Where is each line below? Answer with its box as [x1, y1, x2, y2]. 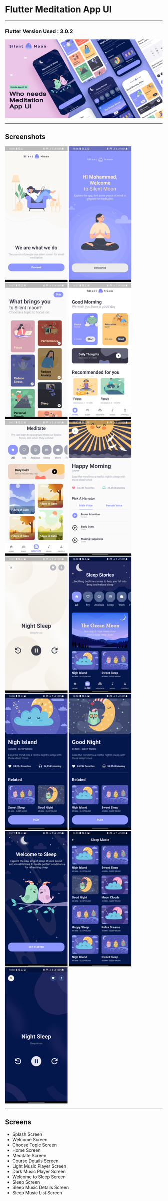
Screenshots [5, 133, 46, 141]
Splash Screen [12, 1131, 42, 1137]
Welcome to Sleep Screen [12, 1174, 66, 1180]
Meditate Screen [12, 1152, 47, 1158]
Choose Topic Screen [12, 1142, 57, 1148]
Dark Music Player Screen [12, 1168, 66, 1174]
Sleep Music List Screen [12, 1189, 62, 1196]
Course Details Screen [12, 1158, 59, 1164]
